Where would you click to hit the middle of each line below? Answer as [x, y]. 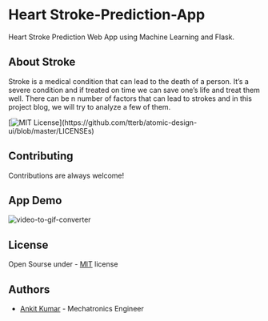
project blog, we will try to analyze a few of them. [90, 106]
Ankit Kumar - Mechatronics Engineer [82, 309]
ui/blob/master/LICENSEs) [51, 130]
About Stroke [42, 62]
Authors [29, 289]
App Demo [35, 201]
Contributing [41, 156]
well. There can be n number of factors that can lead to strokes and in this [130, 98]
